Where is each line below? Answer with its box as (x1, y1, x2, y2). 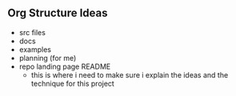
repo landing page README (18, 62, 111, 71)
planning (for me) (18, 53, 77, 62)
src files (18, 27, 46, 37)
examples (18, 44, 51, 54)
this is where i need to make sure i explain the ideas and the (30, 70, 229, 79)
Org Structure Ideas (7, 6, 108, 20)
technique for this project (30, 78, 115, 88)
